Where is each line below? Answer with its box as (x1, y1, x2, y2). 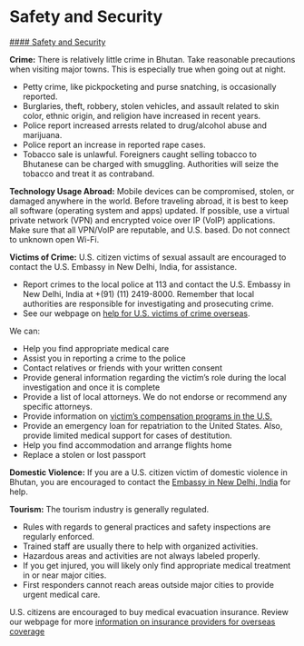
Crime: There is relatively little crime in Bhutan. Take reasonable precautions (9, 54, 296, 65)
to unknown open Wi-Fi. (9, 234, 100, 244)
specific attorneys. (22, 401, 93, 412)
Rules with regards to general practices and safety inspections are (22, 521, 271, 532)
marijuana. (22, 129, 63, 140)
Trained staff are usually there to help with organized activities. (22, 541, 259, 552)
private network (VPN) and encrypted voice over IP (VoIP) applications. (9, 214, 276, 225)
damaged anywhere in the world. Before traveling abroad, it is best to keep (9, 195, 289, 206)
